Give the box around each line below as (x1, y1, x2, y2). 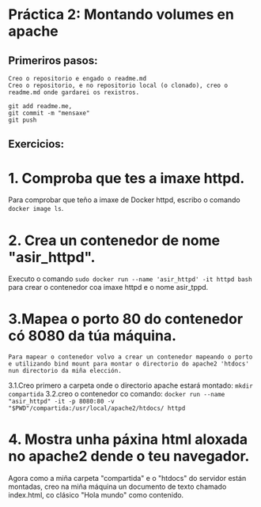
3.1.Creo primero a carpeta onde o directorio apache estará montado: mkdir (8, 381, 253, 390)
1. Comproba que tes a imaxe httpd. (8, 169, 245, 187)
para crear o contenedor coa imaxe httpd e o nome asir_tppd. (8, 283, 209, 292)
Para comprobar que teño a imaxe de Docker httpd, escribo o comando (8, 195, 241, 205)
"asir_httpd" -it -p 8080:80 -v (8, 397, 115, 406)
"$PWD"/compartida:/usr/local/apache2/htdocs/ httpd (8, 404, 186, 412)
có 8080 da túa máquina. (8, 327, 176, 345)
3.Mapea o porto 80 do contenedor (8, 310, 244, 329)
